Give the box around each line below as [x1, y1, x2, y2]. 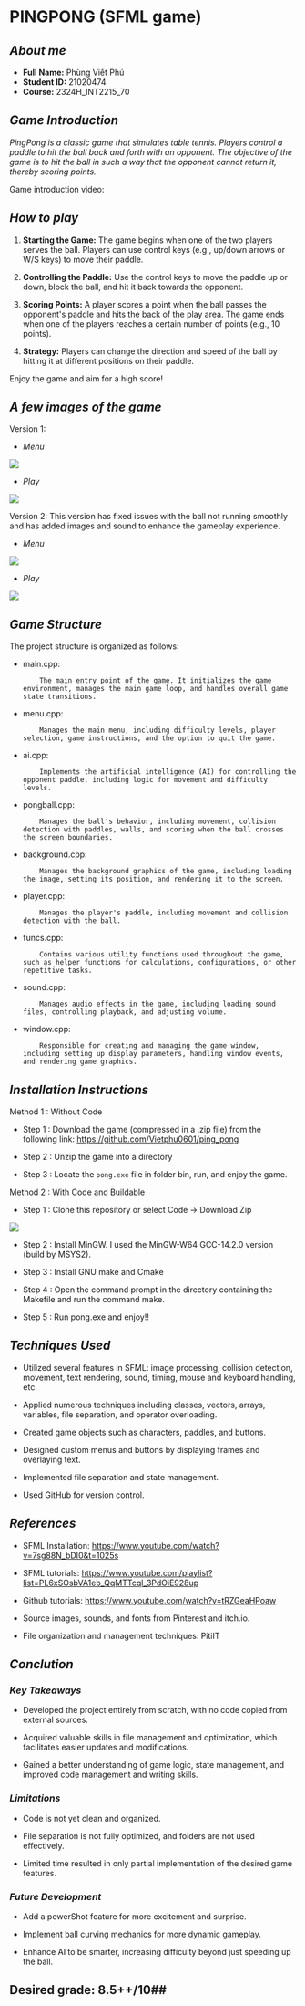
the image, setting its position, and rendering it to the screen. [22, 874, 284, 884]
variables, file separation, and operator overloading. [22, 1408, 218, 1420]
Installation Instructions [9, 1081, 149, 1097]
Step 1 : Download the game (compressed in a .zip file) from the [22, 1124, 262, 1135]
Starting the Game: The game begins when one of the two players [22, 235, 273, 246]
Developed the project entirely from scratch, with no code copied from [22, 1705, 288, 1716]
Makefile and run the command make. [22, 1294, 166, 1305]
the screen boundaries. [22, 833, 114, 842]
